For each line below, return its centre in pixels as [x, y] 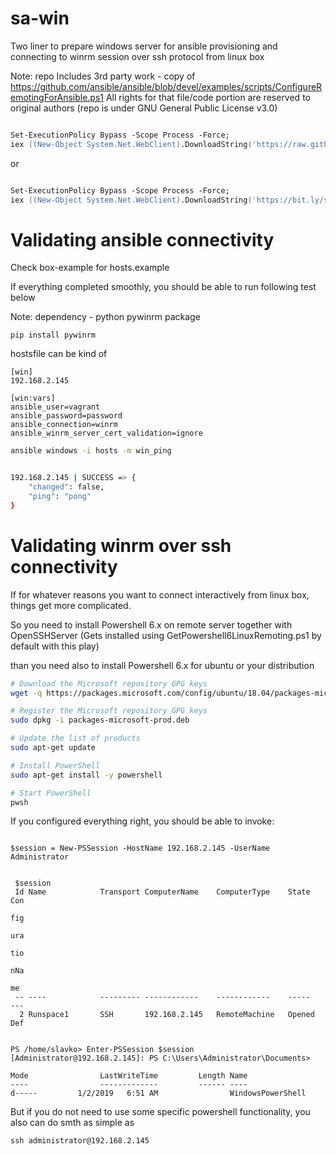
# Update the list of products [75, 738]
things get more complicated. [71, 605]
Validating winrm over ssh [121, 545]
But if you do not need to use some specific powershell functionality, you [160, 1112]
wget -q [26, 693]
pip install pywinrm [53, 335]
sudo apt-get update [53, 748]
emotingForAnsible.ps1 [57, 97]
